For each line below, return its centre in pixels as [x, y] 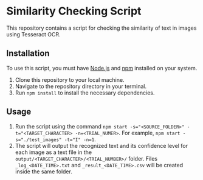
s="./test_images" [38, 140]
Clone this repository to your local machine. [70, 79]
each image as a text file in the [53, 152]
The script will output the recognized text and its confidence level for [101, 145]
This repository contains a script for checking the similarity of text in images [101, 28]
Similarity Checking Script [74, 11]
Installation [28, 54]
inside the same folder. [44, 172]
